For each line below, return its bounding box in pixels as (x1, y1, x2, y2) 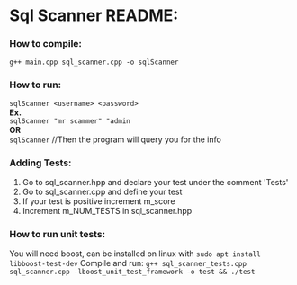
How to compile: (9, 38, 83, 50)
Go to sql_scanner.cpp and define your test (22, 186, 183, 198)
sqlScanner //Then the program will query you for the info (9, 134, 222, 145)
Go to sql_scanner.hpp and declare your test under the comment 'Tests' (22, 177, 289, 188)
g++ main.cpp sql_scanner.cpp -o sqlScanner (9, 58, 179, 67)
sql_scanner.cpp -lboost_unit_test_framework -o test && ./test (9, 267, 256, 277)
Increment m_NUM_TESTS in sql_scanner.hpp (22, 206, 193, 217)
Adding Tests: (9, 156, 72, 169)
